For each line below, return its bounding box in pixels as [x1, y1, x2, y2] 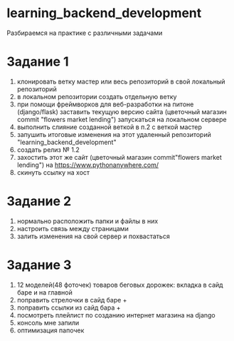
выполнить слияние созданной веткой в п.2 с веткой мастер [16, 123, 202, 131]
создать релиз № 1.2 [16, 145, 80, 154]
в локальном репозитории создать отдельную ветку [16, 92, 177, 101]
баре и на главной [16, 287, 73, 297]
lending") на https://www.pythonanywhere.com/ [16, 161, 159, 169]
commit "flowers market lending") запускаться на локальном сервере [16, 115, 227, 123]
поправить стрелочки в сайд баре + [16, 295, 127, 304]
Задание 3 [6, 257, 72, 273]
